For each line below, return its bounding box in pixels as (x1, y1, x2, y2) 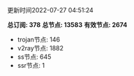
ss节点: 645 (17, 53, 52, 61)
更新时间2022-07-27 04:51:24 (7, 6, 94, 14)
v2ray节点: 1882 (17, 44, 64, 52)
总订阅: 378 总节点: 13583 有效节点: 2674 (7, 21, 128, 29)
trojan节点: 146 (17, 35, 61, 44)
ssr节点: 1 (17, 61, 45, 69)
